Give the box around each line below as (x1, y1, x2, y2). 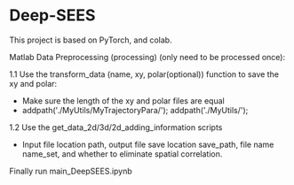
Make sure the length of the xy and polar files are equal (21, 95, 225, 106)
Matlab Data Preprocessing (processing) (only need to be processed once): (9, 51, 286, 62)
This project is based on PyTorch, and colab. (9, 35, 172, 45)
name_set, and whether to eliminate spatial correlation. (21, 148, 223, 159)
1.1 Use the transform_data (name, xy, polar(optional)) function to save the (9, 68, 280, 80)
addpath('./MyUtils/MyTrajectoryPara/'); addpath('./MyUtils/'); (21, 104, 249, 115)
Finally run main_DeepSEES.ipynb (9, 166, 133, 176)
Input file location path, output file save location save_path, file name (21, 139, 274, 150)
